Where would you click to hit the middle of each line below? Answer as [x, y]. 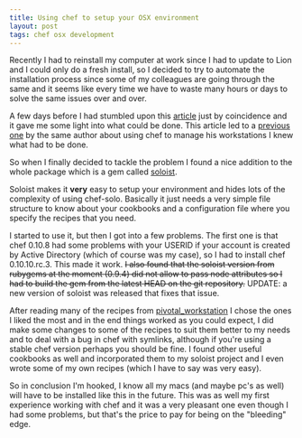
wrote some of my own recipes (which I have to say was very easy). [136, 368]
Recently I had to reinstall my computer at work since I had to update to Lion [151, 61]
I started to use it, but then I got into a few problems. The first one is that [144, 236]
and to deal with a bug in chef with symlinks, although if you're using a [141, 340]
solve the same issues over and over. [78, 98]
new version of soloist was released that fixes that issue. [114, 294]
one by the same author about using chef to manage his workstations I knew [151, 135]
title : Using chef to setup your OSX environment [105, 18]
